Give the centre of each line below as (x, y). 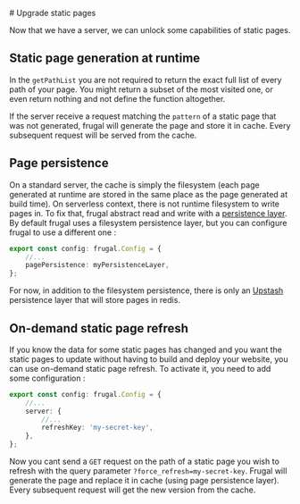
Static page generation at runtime (105, 59)
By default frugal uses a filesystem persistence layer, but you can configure (148, 223)
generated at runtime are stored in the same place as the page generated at (149, 194)
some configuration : (47, 378)
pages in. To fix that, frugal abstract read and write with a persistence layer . (148, 213)
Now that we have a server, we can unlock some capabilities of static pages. (150, 30)
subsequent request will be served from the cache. (103, 135)
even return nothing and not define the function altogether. (117, 98)
